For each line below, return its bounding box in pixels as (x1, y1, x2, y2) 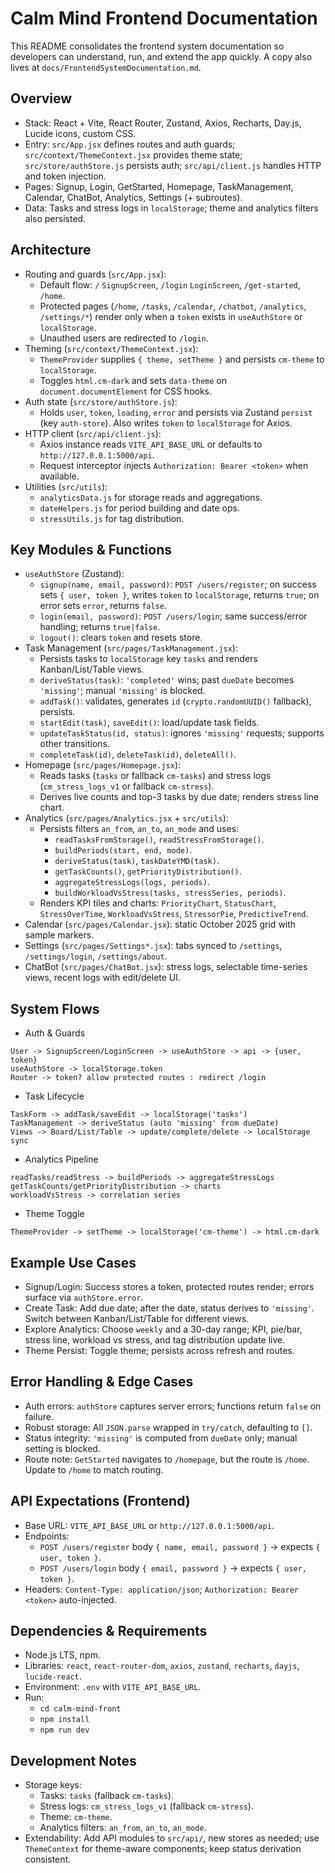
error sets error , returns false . (39, 600, 167, 612)
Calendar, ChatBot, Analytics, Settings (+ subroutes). (24, 191, 243, 203)
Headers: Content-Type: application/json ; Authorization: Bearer (24, 1583, 300, 1595)
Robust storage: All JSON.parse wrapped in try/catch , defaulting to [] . (24, 1421, 313, 1433)
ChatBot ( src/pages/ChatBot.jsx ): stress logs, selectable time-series (24, 961, 308, 973)
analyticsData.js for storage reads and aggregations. (39, 491, 263, 503)
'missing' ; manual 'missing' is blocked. (39, 685, 206, 697)
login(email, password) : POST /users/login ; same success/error (39, 610, 308, 622)
